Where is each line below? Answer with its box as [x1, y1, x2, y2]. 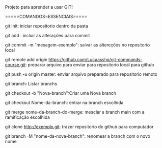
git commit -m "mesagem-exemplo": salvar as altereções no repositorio [5, 42, 150, 48]
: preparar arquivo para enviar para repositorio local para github [25, 62, 154, 67]
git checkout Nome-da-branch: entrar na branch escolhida [5, 100, 124, 106]
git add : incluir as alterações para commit [5, 33, 90, 38]
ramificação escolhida [5, 114, 50, 120]
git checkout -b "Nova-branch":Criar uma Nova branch [5, 90, 116, 96]
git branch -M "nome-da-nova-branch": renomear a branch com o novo [5, 133, 151, 139]
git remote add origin [5, 57, 48, 63]
